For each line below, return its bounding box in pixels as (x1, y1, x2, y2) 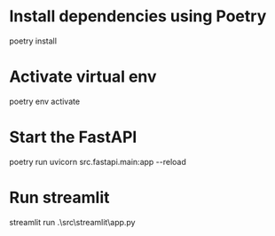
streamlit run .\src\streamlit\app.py (9, 216, 136, 227)
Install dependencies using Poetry (9, 6, 267, 27)
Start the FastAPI (9, 127, 137, 147)
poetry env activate (9, 96, 81, 106)
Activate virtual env (9, 67, 157, 87)
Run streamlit (9, 188, 110, 208)
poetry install (9, 35, 58, 46)
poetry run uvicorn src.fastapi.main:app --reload (9, 156, 186, 167)
